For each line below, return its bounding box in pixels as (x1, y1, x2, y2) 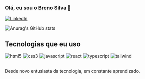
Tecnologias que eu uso (5, 40, 81, 48)
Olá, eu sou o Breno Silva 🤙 (5, 4, 71, 11)
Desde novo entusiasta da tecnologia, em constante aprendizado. (5, 68, 140, 74)
